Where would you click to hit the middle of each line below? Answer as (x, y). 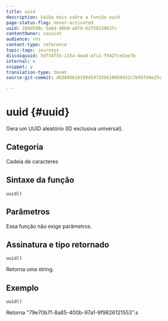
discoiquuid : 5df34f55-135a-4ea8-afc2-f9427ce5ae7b (71, 56)
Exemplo (22, 288)
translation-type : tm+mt (37, 72)
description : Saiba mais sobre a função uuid (63, 17)
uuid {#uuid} (38, 112)
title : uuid (21, 12)
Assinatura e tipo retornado (58, 244)
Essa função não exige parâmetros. (49, 226)
